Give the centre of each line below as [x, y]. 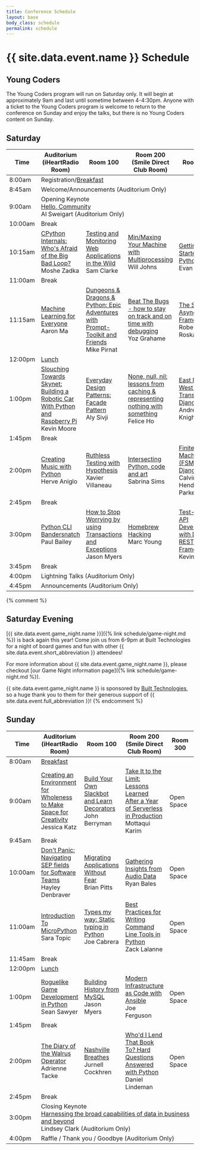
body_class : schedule [33, 23]
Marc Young [145, 542]
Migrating [98, 857]
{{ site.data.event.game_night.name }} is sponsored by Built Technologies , [97, 688]
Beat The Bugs [149, 302]
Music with [56, 467]
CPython [53, 234]
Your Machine [147, 245]
